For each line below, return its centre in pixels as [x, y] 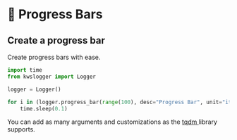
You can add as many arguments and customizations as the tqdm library [112, 122]
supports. [21, 129]
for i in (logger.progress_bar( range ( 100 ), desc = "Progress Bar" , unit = [115, 102]
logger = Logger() [34, 89]
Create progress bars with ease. [54, 57]
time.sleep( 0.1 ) [44, 108]
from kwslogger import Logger [52, 77]
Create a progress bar [56, 40]
